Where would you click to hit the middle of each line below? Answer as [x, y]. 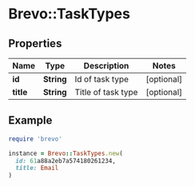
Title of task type [106, 92]
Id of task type [102, 79]
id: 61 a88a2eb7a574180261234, [66, 160]
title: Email [37, 168]
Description [106, 66]
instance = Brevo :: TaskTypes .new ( [66, 153]
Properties [35, 44]
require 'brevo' [35, 139]
